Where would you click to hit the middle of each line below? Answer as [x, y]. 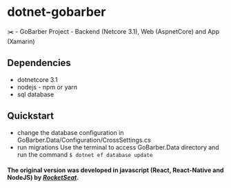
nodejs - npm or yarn [47, 87]
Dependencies [39, 63]
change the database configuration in [70, 132]
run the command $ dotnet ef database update [85, 154]
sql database [36, 94]
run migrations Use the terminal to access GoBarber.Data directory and [118, 147]
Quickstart [31, 116]
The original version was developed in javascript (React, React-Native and [115, 170]
